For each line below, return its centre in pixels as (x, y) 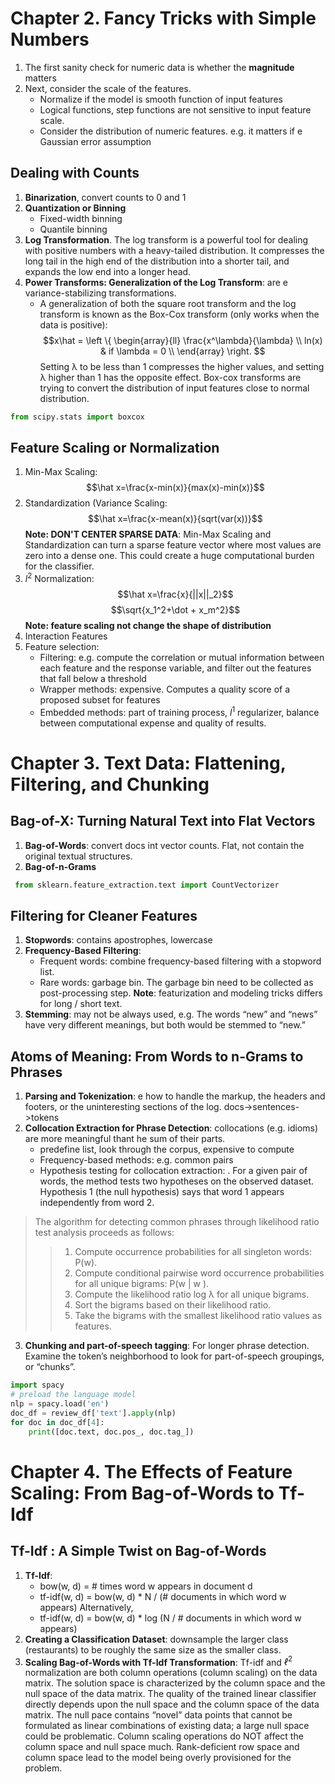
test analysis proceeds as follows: (104, 1233)
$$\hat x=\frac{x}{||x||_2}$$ (175, 594)
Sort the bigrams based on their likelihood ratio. (173, 1305)
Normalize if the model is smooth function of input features (161, 99)
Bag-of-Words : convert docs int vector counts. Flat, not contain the (164, 845)
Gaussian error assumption (95, 141)
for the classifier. (59, 566)
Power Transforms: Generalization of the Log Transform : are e (156, 282)
